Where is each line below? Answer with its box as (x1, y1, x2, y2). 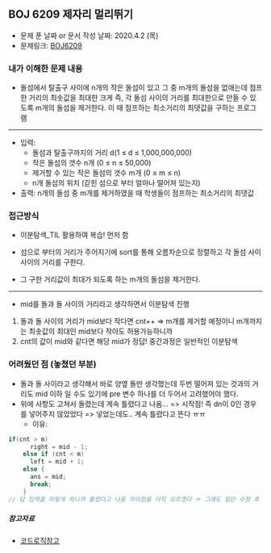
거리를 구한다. (41, 258, 85, 267)
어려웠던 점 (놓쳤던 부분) (8, 358, 97, 370)
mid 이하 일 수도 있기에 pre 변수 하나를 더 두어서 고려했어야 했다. (35, 388, 239, 398)
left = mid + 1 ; (29, 458, 85, 466)
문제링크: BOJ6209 (19, 40, 82, 50)
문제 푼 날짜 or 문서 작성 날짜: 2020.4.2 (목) (19, 31, 159, 40)
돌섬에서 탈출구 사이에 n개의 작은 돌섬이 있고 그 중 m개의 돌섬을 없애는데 (19, 83, 248, 93)
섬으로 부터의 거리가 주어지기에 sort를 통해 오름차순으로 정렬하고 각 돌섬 (19, 247, 247, 257)
